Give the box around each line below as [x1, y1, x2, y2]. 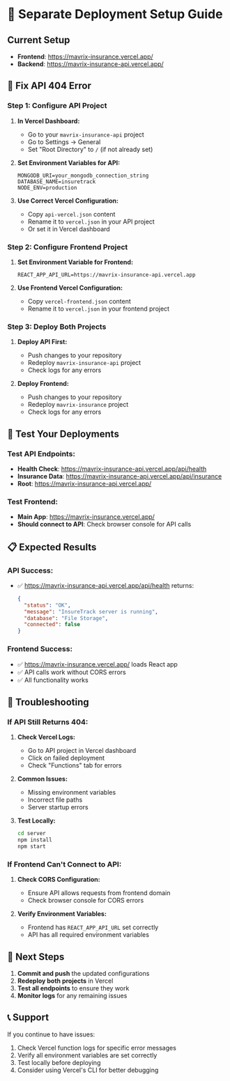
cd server [17, 830, 47, 837]
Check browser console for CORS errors [27, 896, 144, 905]
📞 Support [7, 1011, 49, 1023]
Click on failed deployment [27, 754, 105, 762]
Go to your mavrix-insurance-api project [27, 130, 144, 139]
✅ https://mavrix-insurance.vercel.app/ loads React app [17, 660, 178, 668]
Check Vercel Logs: [17, 733, 75, 741]
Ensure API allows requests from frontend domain [27, 889, 171, 897]
